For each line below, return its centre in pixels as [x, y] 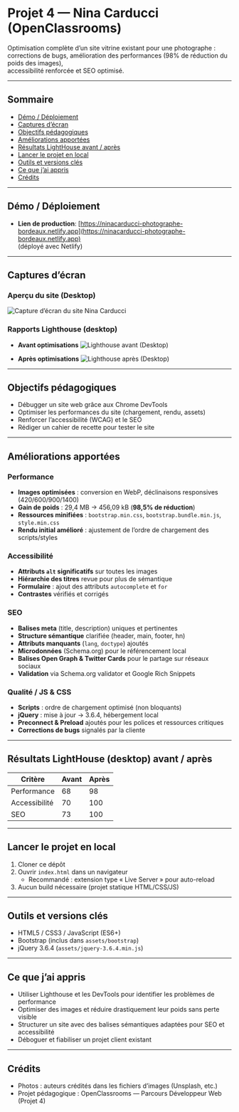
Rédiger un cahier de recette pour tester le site [86, 428]
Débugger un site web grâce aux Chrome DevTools [92, 405]
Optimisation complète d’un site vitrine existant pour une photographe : [111, 48]
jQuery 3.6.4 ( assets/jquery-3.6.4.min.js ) [80, 948]
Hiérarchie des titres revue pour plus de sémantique [95, 579]
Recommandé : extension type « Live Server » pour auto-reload [121, 879]
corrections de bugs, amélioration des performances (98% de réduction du [117, 55]
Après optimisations [48, 359]
